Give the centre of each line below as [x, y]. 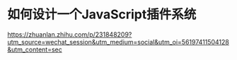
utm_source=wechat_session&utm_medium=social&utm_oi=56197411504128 [118, 42]
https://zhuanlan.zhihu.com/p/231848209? [70, 34]
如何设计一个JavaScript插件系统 [102, 14]
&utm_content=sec [35, 49]
